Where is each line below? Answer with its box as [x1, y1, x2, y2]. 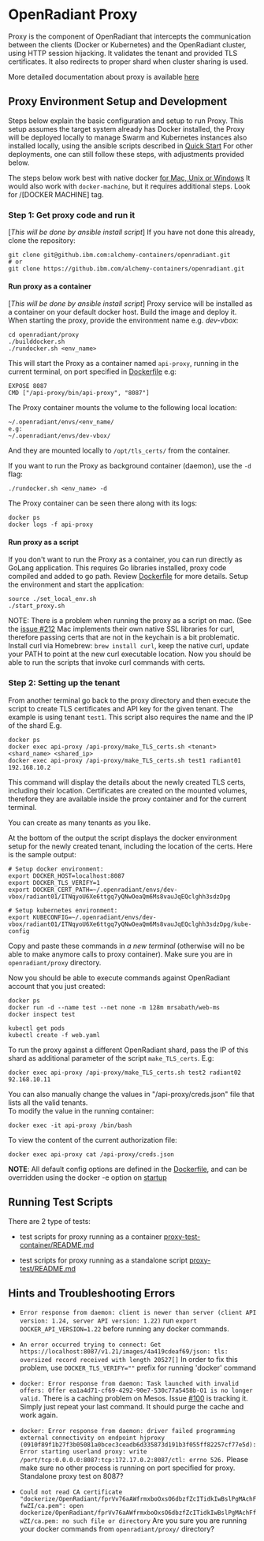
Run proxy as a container [8, 282, 92, 291]
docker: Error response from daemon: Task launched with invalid [19, 1380, 239, 1388]
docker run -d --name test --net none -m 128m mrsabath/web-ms [8, 1003, 221, 1011]
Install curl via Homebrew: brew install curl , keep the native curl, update [8, 641, 250, 651]
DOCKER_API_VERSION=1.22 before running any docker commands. [19, 1324, 230, 1334]
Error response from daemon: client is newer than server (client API [19, 1309, 257, 1317]
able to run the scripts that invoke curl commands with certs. [8, 658, 206, 667]
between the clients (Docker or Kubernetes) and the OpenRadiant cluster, [8, 39, 247, 49]
